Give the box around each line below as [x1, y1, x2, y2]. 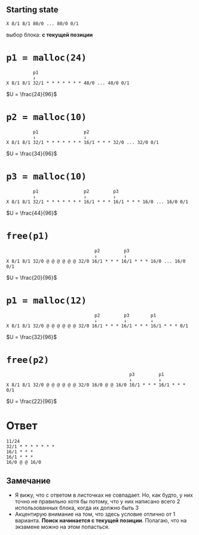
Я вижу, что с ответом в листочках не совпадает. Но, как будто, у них [14, 491, 193, 499]
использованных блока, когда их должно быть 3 [14, 505, 139, 512]
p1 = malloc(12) [6, 295, 87, 306]
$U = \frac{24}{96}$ [6, 90, 57, 97]
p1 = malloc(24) [6, 52, 87, 63]
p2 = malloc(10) [6, 111, 87, 123]
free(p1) [6, 230, 50, 241]
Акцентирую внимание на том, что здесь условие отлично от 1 [14, 510, 176, 518]
